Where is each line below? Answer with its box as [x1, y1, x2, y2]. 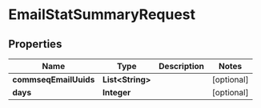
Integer [102, 87, 131, 98]
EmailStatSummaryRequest [8, 6, 196, 24]
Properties [8, 37, 62, 51]
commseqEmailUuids [12, 74, 95, 85]
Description [159, 61, 204, 71]
